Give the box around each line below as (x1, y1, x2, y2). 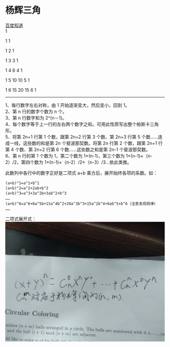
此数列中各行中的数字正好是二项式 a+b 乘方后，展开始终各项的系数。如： (5, 170, 158, 176)
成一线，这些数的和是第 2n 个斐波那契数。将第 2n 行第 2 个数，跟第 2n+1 (5, 140, 157, 146)
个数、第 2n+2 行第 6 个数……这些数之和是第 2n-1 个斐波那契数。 (15, 146, 151, 152)
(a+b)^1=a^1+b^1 (5, 180, 39, 185)
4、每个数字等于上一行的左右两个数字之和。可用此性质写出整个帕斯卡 (5, 121, 150, 127)
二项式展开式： (5, 216, 36, 222)
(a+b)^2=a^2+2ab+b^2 (5, 185, 49, 190)
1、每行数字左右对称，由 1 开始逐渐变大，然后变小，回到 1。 (5, 102, 130, 108)
